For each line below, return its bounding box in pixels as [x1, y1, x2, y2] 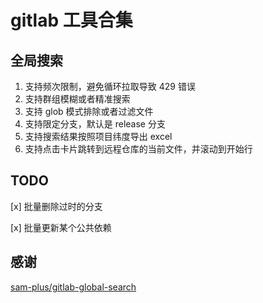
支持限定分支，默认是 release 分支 [24, 118, 166, 130]
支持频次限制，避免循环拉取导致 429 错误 [24, 81, 196, 92]
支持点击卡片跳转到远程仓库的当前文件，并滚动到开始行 [24, 143, 253, 155]
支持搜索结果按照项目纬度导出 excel [24, 131, 173, 142]
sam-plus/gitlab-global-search [10, 281, 137, 293]
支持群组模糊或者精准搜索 [24, 93, 131, 105]
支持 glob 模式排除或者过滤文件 [24, 106, 154, 117]
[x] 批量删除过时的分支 [10, 200, 103, 212]
